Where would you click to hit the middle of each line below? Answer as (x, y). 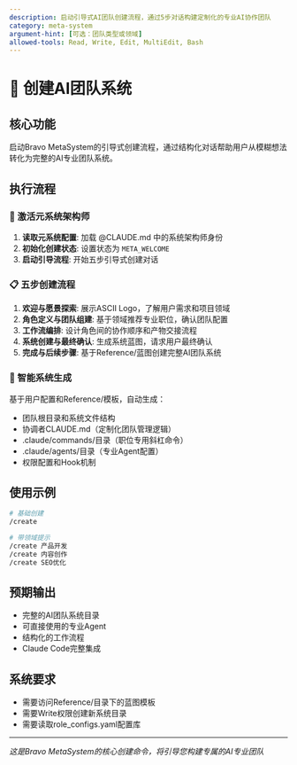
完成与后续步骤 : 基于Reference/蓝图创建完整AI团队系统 (122, 353)
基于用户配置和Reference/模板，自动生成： (88, 399)
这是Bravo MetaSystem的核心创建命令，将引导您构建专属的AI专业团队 (137, 752)
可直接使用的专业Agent (64, 627)
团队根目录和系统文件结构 (69, 418)
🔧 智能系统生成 (41, 378)
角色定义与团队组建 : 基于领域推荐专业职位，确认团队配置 (125, 319)
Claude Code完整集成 (61, 649)
